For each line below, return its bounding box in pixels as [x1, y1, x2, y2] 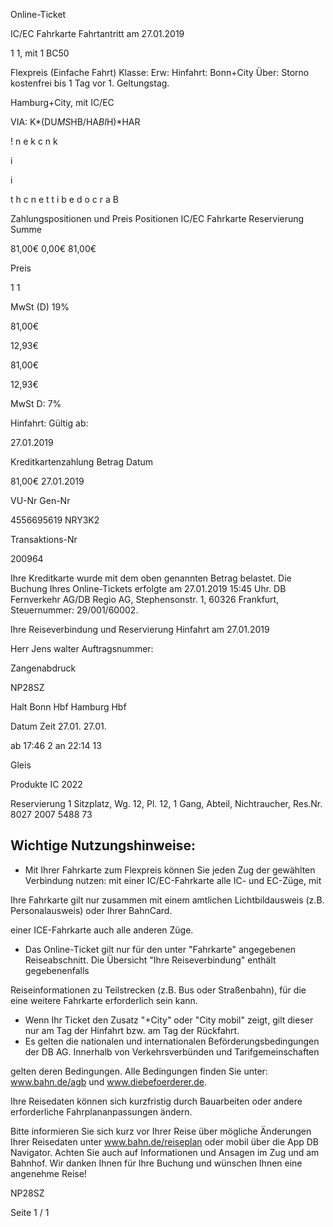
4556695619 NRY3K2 [10, 514, 100, 526]
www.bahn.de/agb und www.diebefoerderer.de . [10, 1075, 208, 1088]
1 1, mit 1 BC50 [10, 47, 70, 59]
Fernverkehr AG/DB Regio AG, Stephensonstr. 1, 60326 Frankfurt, [10, 594, 280, 605]
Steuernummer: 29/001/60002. [10, 604, 139, 616]
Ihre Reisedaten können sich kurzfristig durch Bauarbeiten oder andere [10, 1095, 303, 1107]
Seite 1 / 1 [10, 1206, 50, 1218]
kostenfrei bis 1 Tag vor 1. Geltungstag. [10, 77, 170, 89]
